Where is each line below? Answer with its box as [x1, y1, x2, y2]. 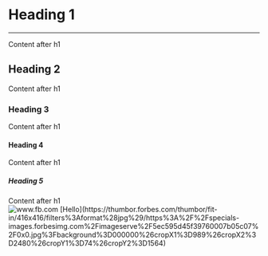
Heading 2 [8, 62, 61, 77]
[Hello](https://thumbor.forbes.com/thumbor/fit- [59, 205, 218, 215]
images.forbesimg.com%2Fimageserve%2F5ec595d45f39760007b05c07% [8, 222, 259, 231]
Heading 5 [8, 175, 44, 185]
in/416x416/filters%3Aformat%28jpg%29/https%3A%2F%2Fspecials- [8, 213, 240, 223]
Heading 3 [8, 104, 49, 115]
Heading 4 [8, 140, 44, 149]
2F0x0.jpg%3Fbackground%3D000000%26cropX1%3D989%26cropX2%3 [8, 230, 257, 240]
